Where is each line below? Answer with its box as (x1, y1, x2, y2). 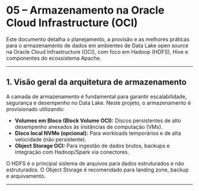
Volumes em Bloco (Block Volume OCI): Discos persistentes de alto (14, 116, 182, 124)
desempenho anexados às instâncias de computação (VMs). (14, 123, 163, 130)
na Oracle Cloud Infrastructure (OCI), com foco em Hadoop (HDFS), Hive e (6, 48, 188, 55)
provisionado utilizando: (6, 105, 65, 112)
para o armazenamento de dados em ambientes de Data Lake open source (6, 42, 188, 49)
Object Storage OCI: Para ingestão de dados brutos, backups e (14, 142, 170, 149)
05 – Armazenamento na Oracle (6, 4, 165, 17)
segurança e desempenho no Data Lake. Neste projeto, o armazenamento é (6, 99, 191, 106)
